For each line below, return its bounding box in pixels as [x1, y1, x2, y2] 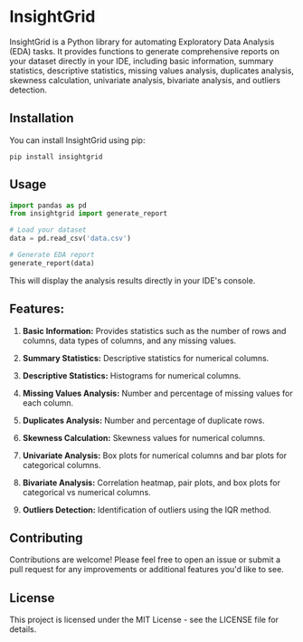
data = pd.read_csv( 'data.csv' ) [9, 234, 131, 244]
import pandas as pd [9, 201, 88, 210]
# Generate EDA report [9, 251, 95, 260]
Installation [9, 110, 74, 126]
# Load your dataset [9, 225, 88, 235]
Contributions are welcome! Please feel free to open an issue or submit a [9, 554, 281, 565]
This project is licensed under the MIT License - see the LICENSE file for [9, 614, 279, 626]
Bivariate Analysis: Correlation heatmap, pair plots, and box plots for [22, 477, 280, 488]
